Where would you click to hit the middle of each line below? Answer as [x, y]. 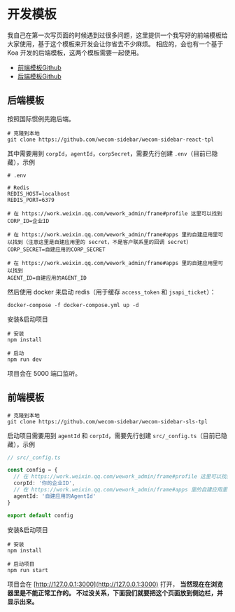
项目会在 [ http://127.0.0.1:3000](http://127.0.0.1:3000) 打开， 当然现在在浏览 [115, 584]
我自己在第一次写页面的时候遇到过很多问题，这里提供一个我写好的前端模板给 [117, 35]
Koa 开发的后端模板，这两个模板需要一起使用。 [75, 53]
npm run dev [24, 359]
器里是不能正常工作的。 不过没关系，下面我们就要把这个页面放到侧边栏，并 [115, 592]
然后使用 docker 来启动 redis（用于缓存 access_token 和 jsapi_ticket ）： [112, 292]
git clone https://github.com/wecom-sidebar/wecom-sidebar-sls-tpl [108, 421]
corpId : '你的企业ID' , [44, 483]
